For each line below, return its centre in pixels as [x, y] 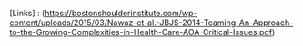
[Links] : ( [27, 13]
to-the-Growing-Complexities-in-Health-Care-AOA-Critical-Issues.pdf [141, 32]
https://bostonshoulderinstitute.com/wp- [121, 13]
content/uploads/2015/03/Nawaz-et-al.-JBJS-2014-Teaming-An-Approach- [151, 23]
